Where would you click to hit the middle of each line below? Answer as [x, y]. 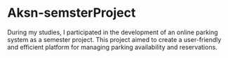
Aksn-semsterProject [72, 13]
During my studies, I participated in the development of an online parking [113, 32]
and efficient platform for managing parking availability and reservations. [112, 47]
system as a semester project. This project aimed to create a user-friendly [114, 39]
